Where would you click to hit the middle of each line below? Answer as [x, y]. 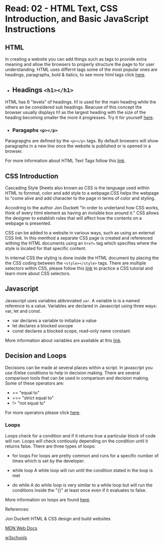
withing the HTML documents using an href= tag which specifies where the [81, 243]
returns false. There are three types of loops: [50, 446]
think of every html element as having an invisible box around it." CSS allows [82, 213]
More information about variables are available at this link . [63, 340]
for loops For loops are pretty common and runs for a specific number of [85, 455]
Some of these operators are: [35, 383]
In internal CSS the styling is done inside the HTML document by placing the [82, 258]
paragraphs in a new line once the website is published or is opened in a [78, 146]
